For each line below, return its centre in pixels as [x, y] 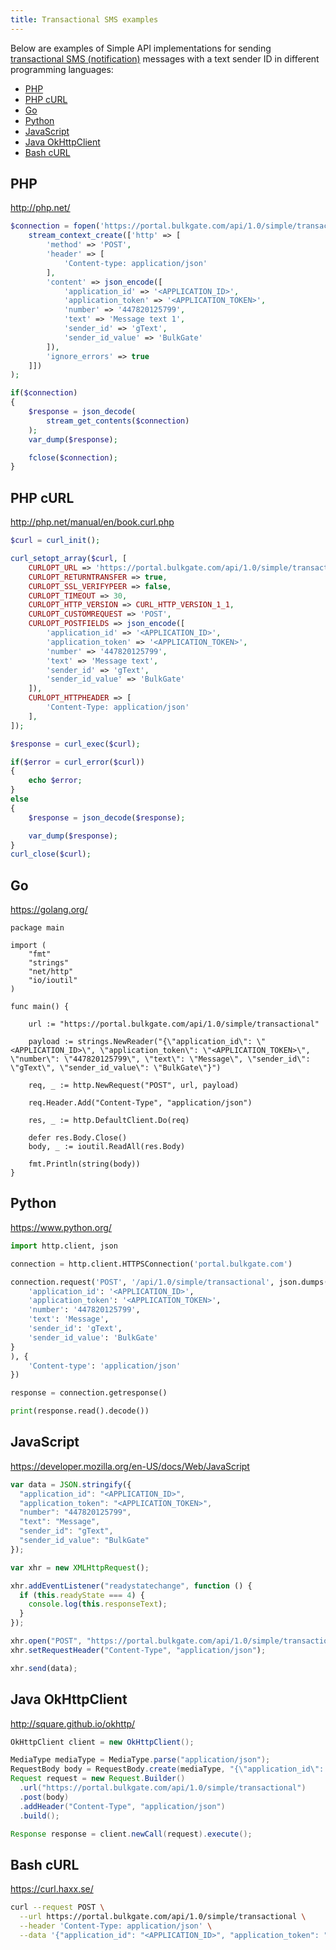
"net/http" [51, 972]
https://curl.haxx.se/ [52, 1889]
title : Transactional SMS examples [84, 19]
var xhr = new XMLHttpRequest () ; [80, 1567]
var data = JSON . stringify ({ [71, 1484]
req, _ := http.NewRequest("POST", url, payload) [134, 1086]
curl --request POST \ [57, 1907]
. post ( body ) [44, 1797]
